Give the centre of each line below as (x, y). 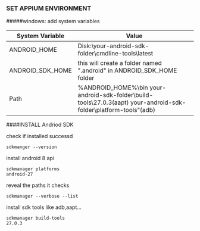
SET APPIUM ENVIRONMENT (49, 8)
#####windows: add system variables (53, 21)
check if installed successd (40, 136)
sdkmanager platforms (33, 169)
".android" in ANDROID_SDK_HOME (127, 71)
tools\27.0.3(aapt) (103, 102)
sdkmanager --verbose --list (42, 196)
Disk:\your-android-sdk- (113, 46)
